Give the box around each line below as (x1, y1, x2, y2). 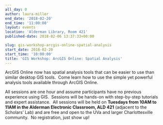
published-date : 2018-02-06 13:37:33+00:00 (5, 34, 95, 39)
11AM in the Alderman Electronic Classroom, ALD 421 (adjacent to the (5, 104, 147, 110)
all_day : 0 (5, 7, 27, 12)
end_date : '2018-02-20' (5, 16, 53, 21)
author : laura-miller (5, 12, 49, 16)
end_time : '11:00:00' (5, 20, 49, 26)
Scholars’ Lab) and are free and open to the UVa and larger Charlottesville (5, 110, 153, 115)
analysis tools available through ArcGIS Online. (5, 80, 98, 85)
